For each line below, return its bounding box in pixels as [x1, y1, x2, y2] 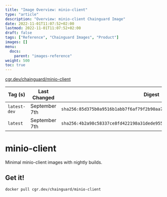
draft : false [5, 30, 32, 35]
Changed [32, 94, 55, 101]
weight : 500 [5, 58, 30, 63]
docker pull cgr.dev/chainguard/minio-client [5, 187, 101, 192]
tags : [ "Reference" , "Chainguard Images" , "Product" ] [5, 35, 119, 40]
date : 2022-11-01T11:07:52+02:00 [5, 21, 75, 26]
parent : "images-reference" [14, 53, 72, 59]
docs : [9, 49, 21, 54]
